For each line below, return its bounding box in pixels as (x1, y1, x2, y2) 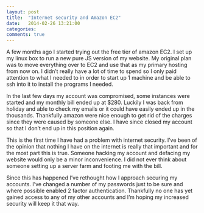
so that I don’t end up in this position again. (6, 125, 114, 132)
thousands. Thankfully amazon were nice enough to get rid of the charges (6, 112, 192, 119)
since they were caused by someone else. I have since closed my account (6, 118, 193, 125)
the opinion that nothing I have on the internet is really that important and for (6, 143, 198, 150)
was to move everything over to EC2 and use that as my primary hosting (6, 61, 188, 69)
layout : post (6, 9, 40, 15)
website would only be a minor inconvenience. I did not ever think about (6, 156, 187, 163)
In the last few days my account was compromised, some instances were (6, 93, 190, 100)
